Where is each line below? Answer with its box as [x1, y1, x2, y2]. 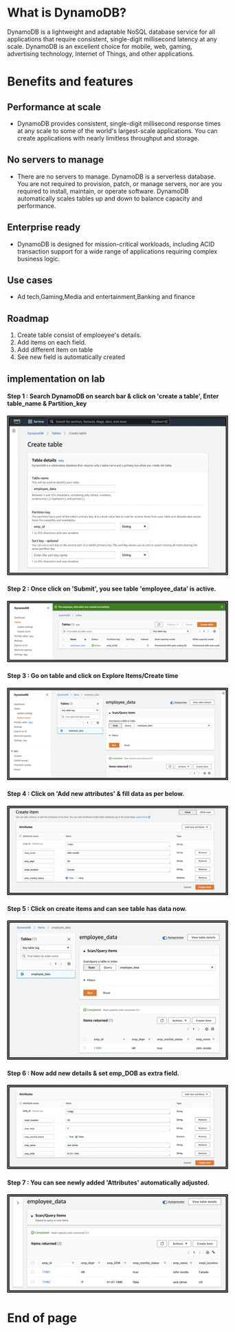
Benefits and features [7, 74, 134, 90]
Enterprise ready [7, 222, 81, 234]
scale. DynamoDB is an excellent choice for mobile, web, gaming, [7, 42, 192, 50]
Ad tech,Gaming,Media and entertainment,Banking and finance [16, 293, 196, 301]
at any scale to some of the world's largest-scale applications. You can [16, 126, 218, 135]
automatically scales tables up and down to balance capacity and [16, 194, 203, 203]
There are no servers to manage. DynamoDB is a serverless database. [16, 172, 216, 181]
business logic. [16, 254, 60, 263]
